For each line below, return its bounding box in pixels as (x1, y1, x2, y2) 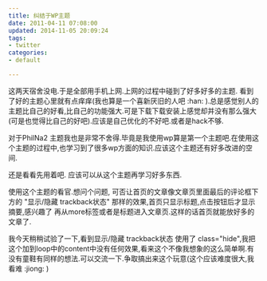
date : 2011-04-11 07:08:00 (8, 19, 98, 27)
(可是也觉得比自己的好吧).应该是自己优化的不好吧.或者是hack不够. (8, 116, 225, 125)
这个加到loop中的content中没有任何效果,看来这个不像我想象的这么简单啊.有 (8, 243, 254, 253)
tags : (8, 34, 26, 42)
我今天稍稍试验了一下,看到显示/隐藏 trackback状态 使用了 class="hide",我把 (8, 233, 256, 243)
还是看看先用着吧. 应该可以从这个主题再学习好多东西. (8, 169, 183, 180)
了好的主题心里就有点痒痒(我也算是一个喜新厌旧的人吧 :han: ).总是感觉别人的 (8, 96, 259, 105)
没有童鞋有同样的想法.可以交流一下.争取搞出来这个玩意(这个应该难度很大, (8, 253, 248, 263)
